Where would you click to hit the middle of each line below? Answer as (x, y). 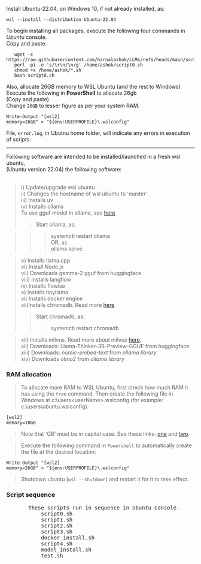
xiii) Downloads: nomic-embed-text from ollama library (89, 352)
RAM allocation (29, 374)
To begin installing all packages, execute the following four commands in (96, 31)
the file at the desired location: (58, 452)
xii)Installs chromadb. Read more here (68, 305)
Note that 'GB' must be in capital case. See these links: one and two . (105, 434)
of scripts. (19, 139)
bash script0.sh (34, 76)
